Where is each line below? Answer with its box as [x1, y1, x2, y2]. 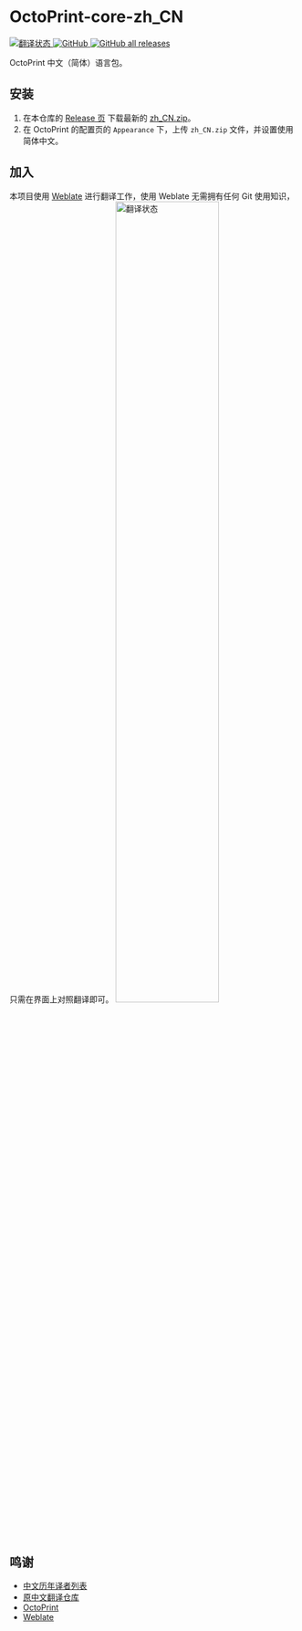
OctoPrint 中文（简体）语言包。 [9, 57, 128, 68]
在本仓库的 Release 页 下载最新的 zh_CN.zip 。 [22, 112, 196, 123]
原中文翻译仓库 [22, 1592, 79, 1603]
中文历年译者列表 [22, 1581, 88, 1592]
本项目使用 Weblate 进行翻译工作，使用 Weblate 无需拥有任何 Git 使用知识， [9, 190, 295, 202]
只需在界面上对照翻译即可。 [9, 993, 114, 1005]
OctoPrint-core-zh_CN [9, 6, 184, 27]
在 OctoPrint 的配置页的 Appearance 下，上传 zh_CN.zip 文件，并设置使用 [22, 123, 294, 134]
